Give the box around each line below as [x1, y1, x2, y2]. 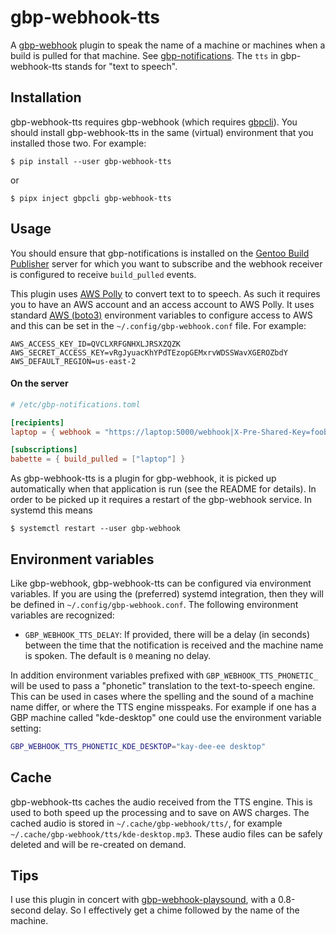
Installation [10, 89, 82, 106]
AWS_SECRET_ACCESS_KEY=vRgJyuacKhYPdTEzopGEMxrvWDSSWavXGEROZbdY [10, 347, 288, 358]
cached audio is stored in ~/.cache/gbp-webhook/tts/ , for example [10, 817, 283, 829]
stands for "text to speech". [64, 60, 178, 72]
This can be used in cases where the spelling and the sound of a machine [10, 690, 314, 702]
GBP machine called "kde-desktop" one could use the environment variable [10, 711, 322, 723]
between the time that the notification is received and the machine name [24, 639, 324, 651]
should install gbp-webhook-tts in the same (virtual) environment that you [10, 126, 314, 138]
